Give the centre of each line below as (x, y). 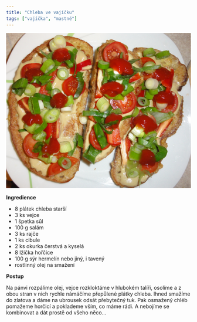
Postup (15, 276)
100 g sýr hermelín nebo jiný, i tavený (60, 259)
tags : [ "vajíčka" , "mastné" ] (42, 18)
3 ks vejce (27, 215)
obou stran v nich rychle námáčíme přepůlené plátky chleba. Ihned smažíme (98, 294)
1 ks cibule (27, 240)
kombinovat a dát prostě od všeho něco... (56, 312)
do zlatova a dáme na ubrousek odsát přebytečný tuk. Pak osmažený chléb (97, 300)
